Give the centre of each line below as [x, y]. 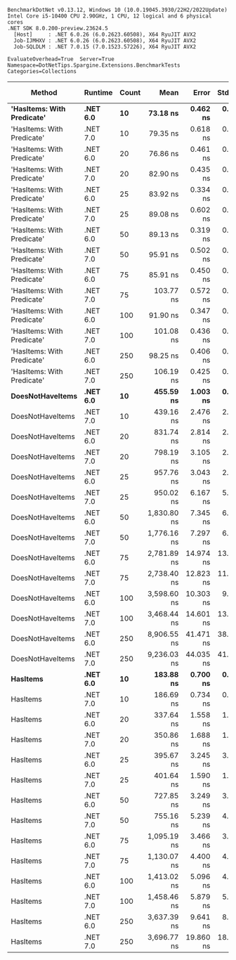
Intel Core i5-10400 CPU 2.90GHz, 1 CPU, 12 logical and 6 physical [110, 16]
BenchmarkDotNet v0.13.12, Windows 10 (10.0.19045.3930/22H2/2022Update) [118, 10]
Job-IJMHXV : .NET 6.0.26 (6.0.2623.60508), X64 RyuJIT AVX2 [105, 41]
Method [44, 92]
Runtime [98, 92]
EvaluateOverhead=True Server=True [61, 59]
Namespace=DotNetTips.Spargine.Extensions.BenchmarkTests [94, 65]
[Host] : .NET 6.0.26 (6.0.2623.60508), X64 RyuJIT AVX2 [105, 34]
